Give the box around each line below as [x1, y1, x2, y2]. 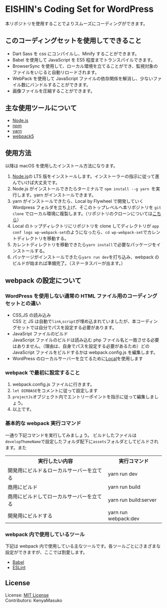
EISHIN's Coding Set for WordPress [5, 3, 154, 15]
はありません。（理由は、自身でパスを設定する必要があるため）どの [12, 343, 150, 349]
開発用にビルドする [7, 512, 53, 519]
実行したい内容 [38, 457, 73, 464]
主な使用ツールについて [5, 104, 77, 112]
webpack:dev [107, 515, 140, 522]
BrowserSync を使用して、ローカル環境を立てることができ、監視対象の [12, 63, 158, 69]
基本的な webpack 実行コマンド [5, 420, 82, 427]
